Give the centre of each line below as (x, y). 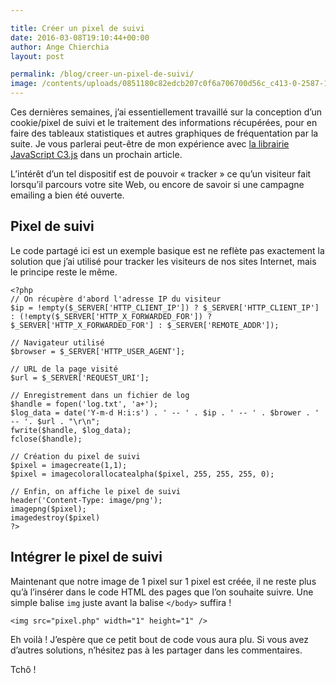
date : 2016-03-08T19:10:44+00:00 (80, 37)
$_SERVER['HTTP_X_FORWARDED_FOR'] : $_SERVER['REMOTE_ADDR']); (145, 325)
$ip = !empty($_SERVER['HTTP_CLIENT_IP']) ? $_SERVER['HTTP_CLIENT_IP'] (165, 307)
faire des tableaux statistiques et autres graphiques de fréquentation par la (164, 133)
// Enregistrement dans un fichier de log (100, 395)
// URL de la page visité (64, 369)
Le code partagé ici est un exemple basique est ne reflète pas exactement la (167, 250)
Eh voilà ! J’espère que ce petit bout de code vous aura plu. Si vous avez (159, 639)
